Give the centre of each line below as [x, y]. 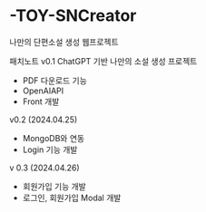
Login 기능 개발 [50, 149]
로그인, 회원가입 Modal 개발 [72, 198]
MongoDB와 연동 [53, 138]
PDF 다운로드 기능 [55, 80]
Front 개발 [41, 101]
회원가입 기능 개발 [54, 186]
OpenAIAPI [43, 91]
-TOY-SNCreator [73, 16]
